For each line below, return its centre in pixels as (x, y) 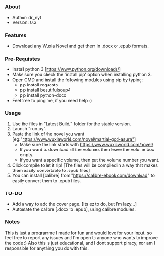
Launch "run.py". (29, 129)
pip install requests (38, 85)
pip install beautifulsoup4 (45, 90)
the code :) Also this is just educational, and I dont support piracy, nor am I (80, 243)
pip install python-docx (43, 95)
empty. (26, 155)
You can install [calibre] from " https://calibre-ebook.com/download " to (83, 176)
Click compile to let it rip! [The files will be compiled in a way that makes (85, 165)
